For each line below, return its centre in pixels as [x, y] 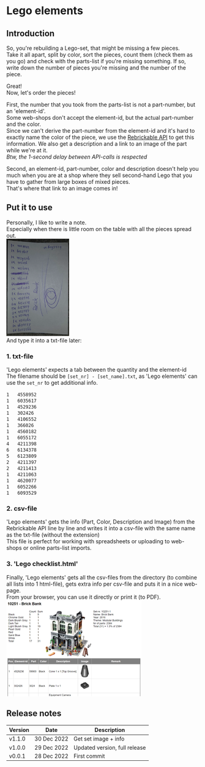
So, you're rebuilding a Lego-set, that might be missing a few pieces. [93, 48]
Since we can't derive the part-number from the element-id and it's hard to [101, 131]
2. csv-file [22, 509]
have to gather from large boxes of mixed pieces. [68, 182]
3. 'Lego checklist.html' [42, 564]
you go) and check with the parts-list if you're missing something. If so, [96, 61]
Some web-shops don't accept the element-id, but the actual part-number [100, 118]
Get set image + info [99, 739]
